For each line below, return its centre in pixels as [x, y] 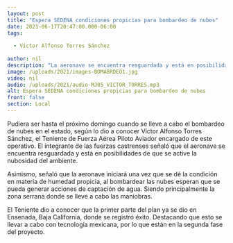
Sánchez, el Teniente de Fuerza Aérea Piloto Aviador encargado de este [110, 138]
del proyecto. [26, 232]
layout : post [26, 14]
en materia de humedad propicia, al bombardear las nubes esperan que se [114, 181]
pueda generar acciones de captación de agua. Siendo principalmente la [111, 189]
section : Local [29, 104]
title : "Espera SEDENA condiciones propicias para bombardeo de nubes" [113, 20]
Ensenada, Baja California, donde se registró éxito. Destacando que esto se [115, 217]
